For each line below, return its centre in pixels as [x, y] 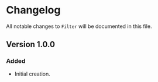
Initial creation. [32, 74]
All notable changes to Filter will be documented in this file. [79, 26]
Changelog [33, 10]
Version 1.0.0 [31, 44]
